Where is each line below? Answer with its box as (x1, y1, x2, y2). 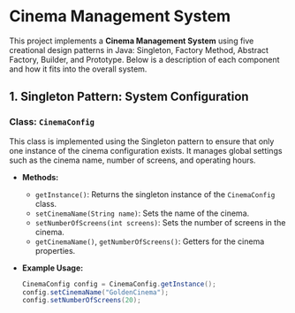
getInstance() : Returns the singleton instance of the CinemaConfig (34, 188, 276, 200)
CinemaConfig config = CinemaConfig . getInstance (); (21, 279, 216, 288)
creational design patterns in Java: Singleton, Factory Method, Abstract (9, 44, 269, 55)
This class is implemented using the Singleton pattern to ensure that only (9, 135, 275, 147)
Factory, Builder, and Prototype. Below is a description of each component (9, 54, 280, 65)
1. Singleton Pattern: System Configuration (9, 89, 249, 104)
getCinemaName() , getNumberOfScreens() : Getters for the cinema (34, 236, 265, 247)
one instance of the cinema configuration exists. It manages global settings (9, 145, 283, 156)
